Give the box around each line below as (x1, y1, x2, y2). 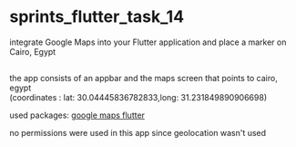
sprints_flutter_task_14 (9, 6, 185, 27)
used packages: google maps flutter (9, 110, 146, 121)
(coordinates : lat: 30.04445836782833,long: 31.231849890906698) (9, 92, 267, 103)
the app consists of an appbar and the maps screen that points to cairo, (9, 73, 278, 84)
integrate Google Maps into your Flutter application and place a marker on (9, 37, 287, 47)
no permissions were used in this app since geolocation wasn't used (9, 128, 267, 139)
